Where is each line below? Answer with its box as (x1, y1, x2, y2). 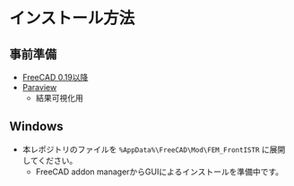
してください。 (22, 155, 78, 165)
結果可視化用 (35, 93, 83, 103)
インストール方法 (9, 8, 135, 29)
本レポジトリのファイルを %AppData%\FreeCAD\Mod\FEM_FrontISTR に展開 (22, 144, 286, 155)
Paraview (22, 82, 57, 92)
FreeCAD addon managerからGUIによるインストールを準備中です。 (35, 166, 284, 177)
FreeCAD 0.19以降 (22, 72, 89, 82)
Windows (9, 119, 64, 134)
